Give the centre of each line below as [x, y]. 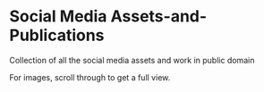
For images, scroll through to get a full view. [90, 77]
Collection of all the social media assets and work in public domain [132, 60]
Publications [57, 35]
